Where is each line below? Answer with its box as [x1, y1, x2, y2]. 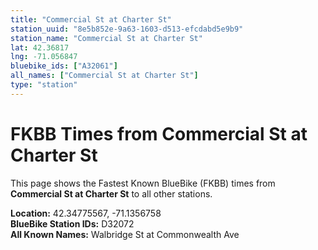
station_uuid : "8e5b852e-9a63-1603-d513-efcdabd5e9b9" [10, 24, 244, 34]
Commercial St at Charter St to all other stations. [10, 187, 213, 200]
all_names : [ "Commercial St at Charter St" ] [10, 71, 199, 81]
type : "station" [10, 80, 78, 90]
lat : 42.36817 [10, 42, 70, 53]
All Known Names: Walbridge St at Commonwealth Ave [10, 228, 240, 240]
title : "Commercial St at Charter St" [10, 14, 172, 25]
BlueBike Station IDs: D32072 [10, 217, 135, 230]
